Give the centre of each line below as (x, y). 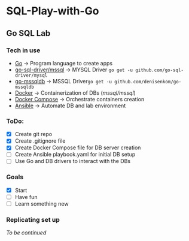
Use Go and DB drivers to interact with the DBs (72, 161)
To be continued (26, 233)
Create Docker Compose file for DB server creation (78, 147)
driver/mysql (31, 75)
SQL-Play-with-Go (53, 11)
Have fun (26, 197)
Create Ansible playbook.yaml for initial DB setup (75, 155)
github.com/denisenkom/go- (148, 82)
